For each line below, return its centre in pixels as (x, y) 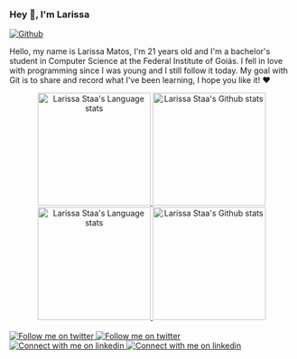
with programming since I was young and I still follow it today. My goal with (149, 70)
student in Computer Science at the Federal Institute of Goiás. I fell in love (146, 61)
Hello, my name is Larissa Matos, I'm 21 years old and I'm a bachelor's (140, 51)
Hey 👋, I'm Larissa (50, 14)
